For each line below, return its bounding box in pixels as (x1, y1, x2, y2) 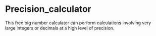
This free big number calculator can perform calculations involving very (5, 20, 151, 26)
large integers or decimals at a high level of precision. (5, 25, 115, 31)
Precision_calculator (5, 3, 92, 15)
